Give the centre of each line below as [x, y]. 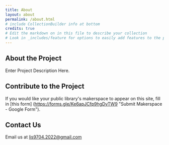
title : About [19, 10]
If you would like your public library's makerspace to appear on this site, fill [83, 98]
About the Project [33, 58]
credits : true [20, 29]
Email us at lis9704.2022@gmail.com [44, 137]
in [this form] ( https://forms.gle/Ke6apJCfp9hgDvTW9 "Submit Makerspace [84, 104]
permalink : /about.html [30, 19]
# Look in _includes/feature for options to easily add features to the [83, 38]
